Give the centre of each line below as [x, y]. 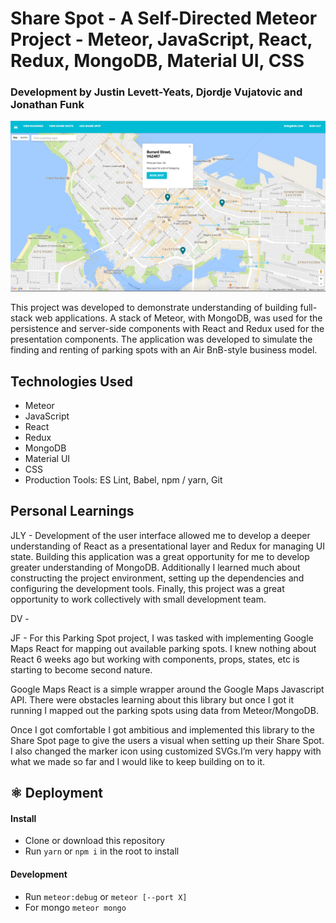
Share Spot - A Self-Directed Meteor [164, 18]
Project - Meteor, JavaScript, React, [161, 39]
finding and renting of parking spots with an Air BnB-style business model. [164, 350]
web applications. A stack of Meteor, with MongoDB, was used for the [178, 318]
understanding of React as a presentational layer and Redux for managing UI [168, 546]
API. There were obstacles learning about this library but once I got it [152, 699]
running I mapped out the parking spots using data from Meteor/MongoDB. [164, 710]
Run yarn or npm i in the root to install [102, 851]
